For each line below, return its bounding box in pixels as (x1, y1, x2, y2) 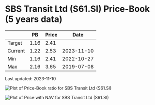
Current (7, 47, 25, 54)
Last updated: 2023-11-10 (5, 75, 56, 81)
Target (7, 39, 23, 46)
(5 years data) (5, 14, 62, 25)
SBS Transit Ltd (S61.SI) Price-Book (5, 3, 150, 15)
